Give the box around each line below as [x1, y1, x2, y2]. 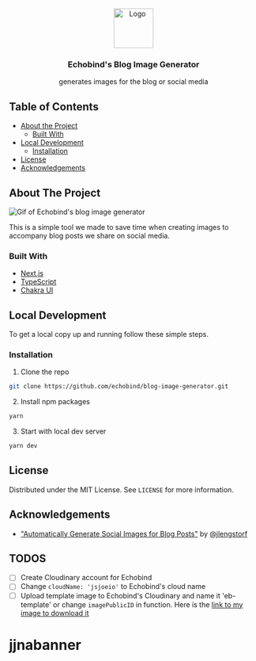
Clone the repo [20, 367, 70, 376]
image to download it [20, 608, 89, 617]
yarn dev [9, 442, 38, 450]
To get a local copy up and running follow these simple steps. [9, 330, 209, 339]
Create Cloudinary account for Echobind [20, 573, 152, 583]
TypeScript [20, 277, 57, 287]
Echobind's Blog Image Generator [67, 59, 200, 70]
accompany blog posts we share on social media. [9, 231, 171, 240]
